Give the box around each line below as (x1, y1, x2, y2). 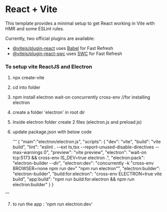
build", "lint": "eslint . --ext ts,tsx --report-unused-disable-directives (12, 144, 154, 150)
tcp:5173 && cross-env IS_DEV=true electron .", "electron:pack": (12, 155, 145, 161)
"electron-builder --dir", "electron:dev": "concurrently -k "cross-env (12, 160, 154, 166)
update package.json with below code (12, 129, 92, 135)
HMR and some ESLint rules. (5, 25, 64, 31)
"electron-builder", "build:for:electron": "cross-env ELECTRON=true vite (12, 171, 162, 177)
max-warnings (12, 149, 43, 155)
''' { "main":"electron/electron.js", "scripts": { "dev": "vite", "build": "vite (12, 139, 161, 145)
